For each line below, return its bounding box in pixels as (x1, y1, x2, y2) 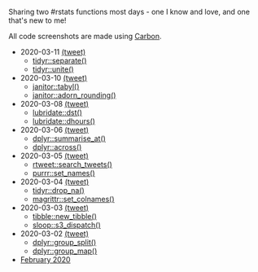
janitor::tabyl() (32, 81, 80, 91)
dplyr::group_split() (32, 238, 97, 247)
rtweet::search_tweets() (32, 160, 112, 169)
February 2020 (20, 255, 71, 264)
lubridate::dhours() (32, 116, 96, 125)
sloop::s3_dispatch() (32, 220, 102, 230)
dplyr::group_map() (32, 246, 98, 256)
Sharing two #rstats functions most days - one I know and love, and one (8, 7, 251, 16)
